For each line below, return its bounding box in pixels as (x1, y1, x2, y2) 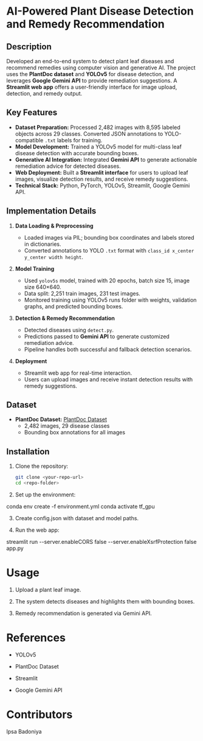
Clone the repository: (15, 462, 69, 470)
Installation (6, 446, 50, 457)
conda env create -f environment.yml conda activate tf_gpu (6, 503, 155, 510)
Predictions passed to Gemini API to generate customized (24, 333, 170, 340)
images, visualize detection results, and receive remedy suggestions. (15, 175, 188, 183)
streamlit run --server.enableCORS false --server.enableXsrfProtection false (6, 538, 197, 545)
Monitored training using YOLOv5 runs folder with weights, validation (24, 296, 197, 304)
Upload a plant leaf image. (15, 586, 81, 593)
